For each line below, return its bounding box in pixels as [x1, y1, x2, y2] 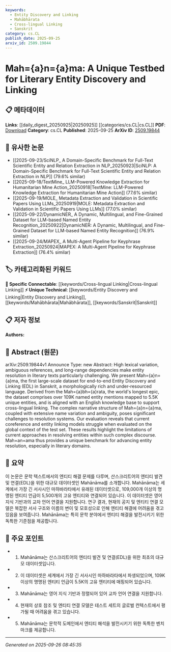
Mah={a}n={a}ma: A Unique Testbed [5, 62, 165, 74]
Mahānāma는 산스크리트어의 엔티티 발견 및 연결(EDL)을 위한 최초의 [20, 554, 155, 560]
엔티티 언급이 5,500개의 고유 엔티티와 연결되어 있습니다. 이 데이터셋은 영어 [14, 492, 163, 498]
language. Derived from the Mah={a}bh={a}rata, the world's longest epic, [5, 389, 159, 395]
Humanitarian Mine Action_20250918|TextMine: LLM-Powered [12, 184, 144, 190]
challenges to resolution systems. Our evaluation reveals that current [5, 416, 150, 422]
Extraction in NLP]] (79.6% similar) [12, 173, 85, 179]
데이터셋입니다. [25, 560, 56, 566]
